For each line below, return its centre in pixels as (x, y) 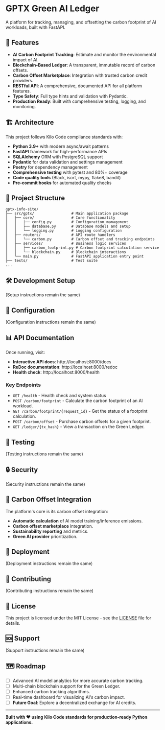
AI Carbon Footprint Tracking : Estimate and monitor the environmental (84, 54)
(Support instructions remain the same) (45, 650)
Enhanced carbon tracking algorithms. (51, 691)
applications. (19, 722)
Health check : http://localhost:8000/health (56, 372)
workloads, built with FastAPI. (35, 27)
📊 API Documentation (40, 338)
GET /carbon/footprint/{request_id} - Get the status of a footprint (80, 411)
